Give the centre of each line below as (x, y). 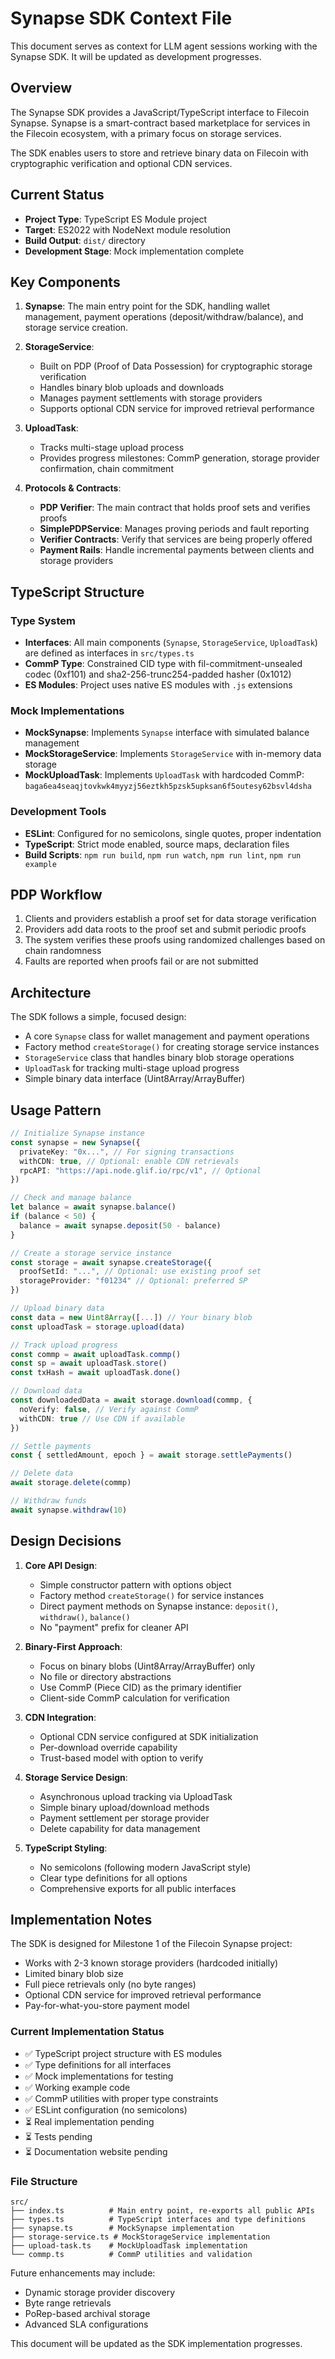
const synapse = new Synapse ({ (75, 1142)
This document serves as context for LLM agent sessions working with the (164, 46)
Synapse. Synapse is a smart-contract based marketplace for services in (160, 123)
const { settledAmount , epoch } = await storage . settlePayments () (151, 1455)
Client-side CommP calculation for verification (134, 1698)
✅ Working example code (77, 2087)
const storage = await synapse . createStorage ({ (111, 1262)
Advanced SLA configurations (86, 2324)
